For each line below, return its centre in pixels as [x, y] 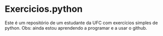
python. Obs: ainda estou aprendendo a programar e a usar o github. [76, 28]
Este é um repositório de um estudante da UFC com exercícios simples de [81, 23]
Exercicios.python [44, 9]
